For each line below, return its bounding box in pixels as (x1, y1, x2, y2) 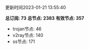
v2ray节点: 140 (12, 32, 44, 38)
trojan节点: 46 (12, 26, 42, 32)
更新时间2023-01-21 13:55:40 (5, 5, 66, 10)
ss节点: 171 (12, 38, 35, 44)
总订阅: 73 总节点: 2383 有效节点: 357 (5, 15, 84, 21)
